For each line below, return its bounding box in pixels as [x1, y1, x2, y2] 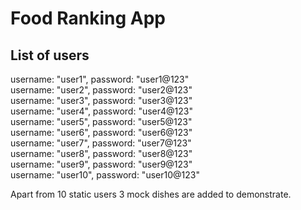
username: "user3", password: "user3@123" [10, 95, 193, 106]
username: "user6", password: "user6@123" [10, 127, 193, 138]
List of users [10, 47, 90, 64]
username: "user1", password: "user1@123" [10, 73, 190, 85]
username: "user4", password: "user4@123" [10, 105, 193, 117]
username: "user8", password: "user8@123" [10, 148, 193, 159]
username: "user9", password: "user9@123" [10, 158, 193, 170]
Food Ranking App [10, 7, 166, 30]
